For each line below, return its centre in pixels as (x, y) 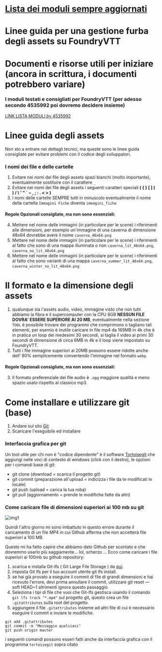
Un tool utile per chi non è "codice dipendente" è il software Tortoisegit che (80, 454)
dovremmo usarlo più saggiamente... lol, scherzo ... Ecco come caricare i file (81, 552)
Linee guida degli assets (55, 135)
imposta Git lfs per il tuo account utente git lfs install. (64, 572)
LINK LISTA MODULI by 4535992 (38, 116)
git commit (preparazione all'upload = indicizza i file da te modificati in (82, 479)
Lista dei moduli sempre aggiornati (76, 9)
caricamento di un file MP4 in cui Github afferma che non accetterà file (76, 532)
